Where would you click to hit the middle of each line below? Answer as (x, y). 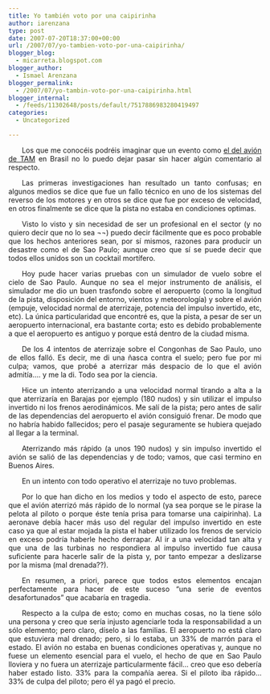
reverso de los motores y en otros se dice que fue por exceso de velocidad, (135, 200)
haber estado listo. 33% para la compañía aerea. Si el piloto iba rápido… (135, 672)
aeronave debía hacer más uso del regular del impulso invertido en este (135, 522)
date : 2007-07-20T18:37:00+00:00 (64, 38)
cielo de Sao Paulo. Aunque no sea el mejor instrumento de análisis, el (135, 282)
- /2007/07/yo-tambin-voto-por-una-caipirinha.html (104, 90)
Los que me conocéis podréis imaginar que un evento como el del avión (142, 150)
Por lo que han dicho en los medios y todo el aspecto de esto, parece (141, 496)
